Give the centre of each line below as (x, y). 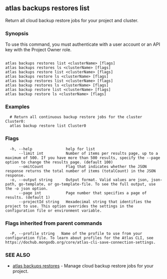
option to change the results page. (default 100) (59, 162)
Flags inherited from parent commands (54, 223)
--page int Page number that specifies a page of (82, 193)
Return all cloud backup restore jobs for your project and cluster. (72, 20)
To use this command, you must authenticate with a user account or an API (83, 44)
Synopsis (17, 33)
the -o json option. (27, 189)
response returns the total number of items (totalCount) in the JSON (80, 171)
